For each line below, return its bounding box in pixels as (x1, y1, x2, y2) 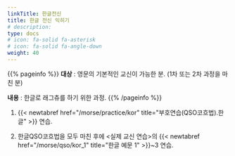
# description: (7, 23, 52, 30)
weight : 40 (7, 50, 39, 57)
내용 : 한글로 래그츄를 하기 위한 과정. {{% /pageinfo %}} (7, 93, 163, 102)
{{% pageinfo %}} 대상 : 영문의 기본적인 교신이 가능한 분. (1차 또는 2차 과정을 (7, 70, 221, 78)
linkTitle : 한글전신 (7, 10, 62, 18)
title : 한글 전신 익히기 (7, 17, 70, 24)
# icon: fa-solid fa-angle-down (7, 43, 102, 50)
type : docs (7, 30, 39, 37)
